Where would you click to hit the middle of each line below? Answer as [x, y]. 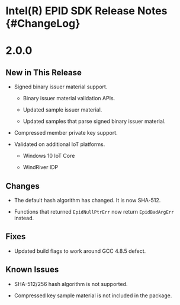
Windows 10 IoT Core [49, 156]
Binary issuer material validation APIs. [69, 99]
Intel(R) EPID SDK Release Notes [86, 11]
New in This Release [44, 72]
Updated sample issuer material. [62, 110]
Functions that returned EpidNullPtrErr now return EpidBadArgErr [94, 212]
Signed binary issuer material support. [61, 87]
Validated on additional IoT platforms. [60, 144]
